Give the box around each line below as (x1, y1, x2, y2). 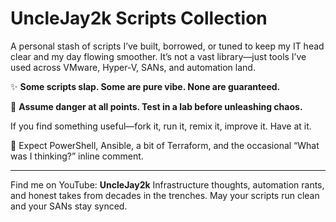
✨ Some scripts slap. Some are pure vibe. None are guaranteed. (10, 80, 281, 92)
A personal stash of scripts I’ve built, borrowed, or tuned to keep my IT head (10, 40, 325, 52)
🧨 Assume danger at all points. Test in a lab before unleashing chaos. (10, 100, 303, 112)
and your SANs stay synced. (10, 200, 128, 212)
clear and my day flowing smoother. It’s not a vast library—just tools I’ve (10, 50, 307, 62)
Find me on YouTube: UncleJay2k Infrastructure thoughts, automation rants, (10, 178, 325, 191)
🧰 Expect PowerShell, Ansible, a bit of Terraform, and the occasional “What (10, 139, 320, 151)
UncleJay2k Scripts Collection (10, 7, 268, 30)
